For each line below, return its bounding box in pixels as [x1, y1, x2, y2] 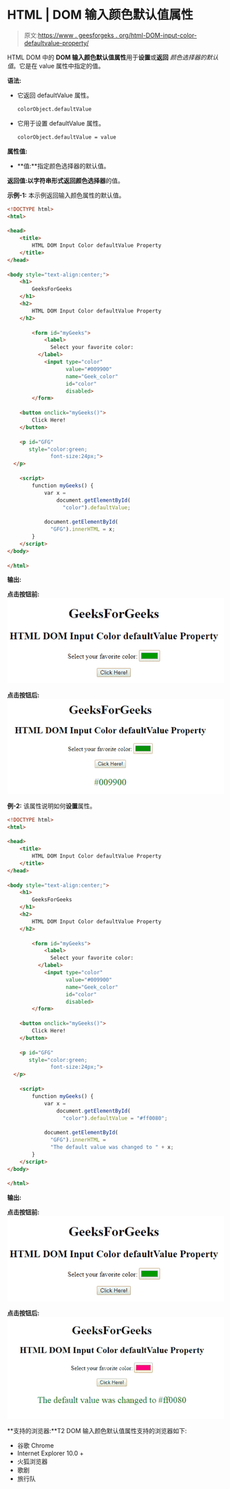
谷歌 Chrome [17, 1441, 54, 1450]
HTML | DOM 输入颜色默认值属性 [7, 7, 194, 23]
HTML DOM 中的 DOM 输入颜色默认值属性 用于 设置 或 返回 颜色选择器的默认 [7, 53, 219, 61]
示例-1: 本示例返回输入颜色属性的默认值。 [7, 191, 125, 199]
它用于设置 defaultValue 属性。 [17, 119, 105, 127]
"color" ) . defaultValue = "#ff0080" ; [62, 1114, 168, 1122]
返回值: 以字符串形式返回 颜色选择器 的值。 [7, 176, 124, 184]
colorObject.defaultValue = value [17, 133, 116, 141]
